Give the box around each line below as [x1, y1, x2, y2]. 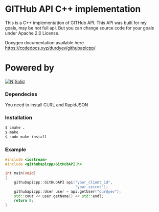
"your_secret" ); [75, 184, 109, 189]
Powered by [5, 62, 55, 73]
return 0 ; [14, 198, 34, 203]
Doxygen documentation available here [5, 39, 84, 45]
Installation [5, 114, 33, 121]
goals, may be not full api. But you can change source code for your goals [5, 25, 154, 30]
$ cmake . [5, 125, 25, 130]
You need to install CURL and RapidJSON [5, 102, 88, 108]
